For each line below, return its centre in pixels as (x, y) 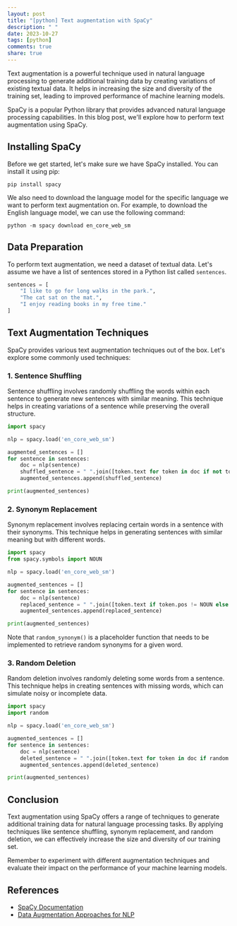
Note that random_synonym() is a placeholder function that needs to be (108, 638)
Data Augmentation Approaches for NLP (76, 914)
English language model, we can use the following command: (96, 212)
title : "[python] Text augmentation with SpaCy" (80, 20)
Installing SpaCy (44, 147)
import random (28, 713)
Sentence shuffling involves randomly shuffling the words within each (109, 391)
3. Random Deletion (42, 663)
